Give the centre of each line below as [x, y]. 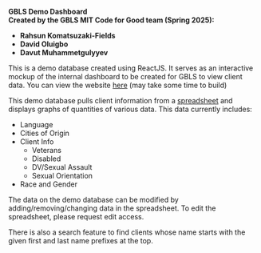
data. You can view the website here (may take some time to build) [118, 85]
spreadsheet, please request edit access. [76, 217]
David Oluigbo [44, 44]
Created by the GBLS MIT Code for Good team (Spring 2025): [111, 20]
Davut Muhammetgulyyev [64, 52]
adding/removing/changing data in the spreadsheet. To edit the [112, 208]
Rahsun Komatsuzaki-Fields [67, 36]
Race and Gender [49, 184]
